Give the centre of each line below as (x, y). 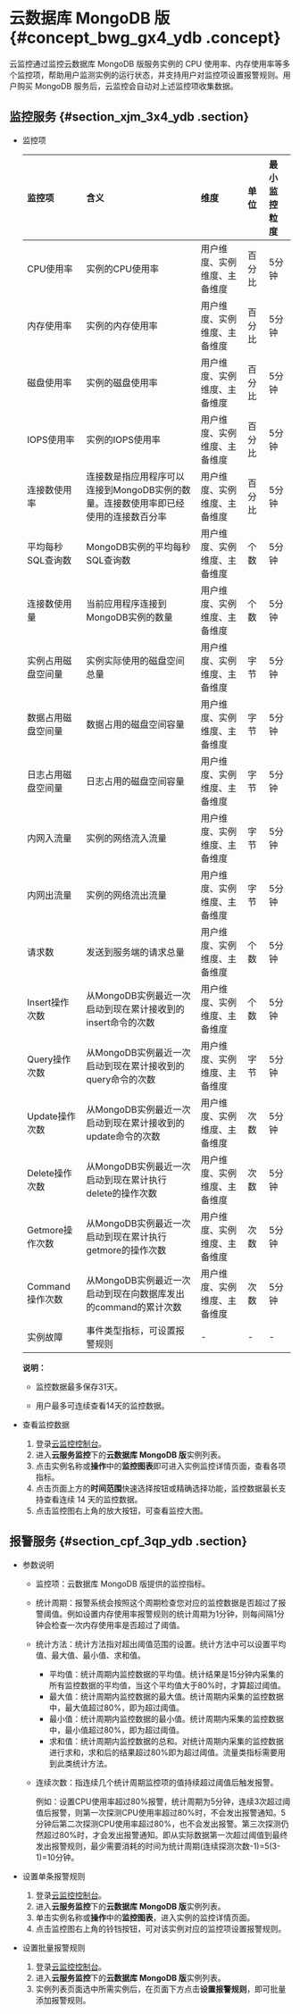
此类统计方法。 (84, 1763)
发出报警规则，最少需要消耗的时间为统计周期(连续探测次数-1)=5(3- (158, 1846)
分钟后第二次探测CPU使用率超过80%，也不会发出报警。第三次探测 (158, 1824)
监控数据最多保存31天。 (79, 1386)
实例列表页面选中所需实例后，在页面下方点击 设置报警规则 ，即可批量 (161, 1989)
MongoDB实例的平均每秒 (138, 547)
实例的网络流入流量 (126, 838)
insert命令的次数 (121, 1022)
